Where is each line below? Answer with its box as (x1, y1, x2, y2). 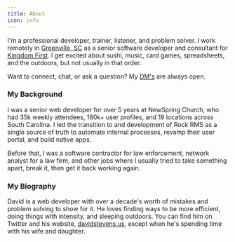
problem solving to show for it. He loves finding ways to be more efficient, (7, 205, 221, 213)
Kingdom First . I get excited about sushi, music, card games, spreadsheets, (7, 51, 225, 60)
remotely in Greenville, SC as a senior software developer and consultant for (7, 43, 228, 52)
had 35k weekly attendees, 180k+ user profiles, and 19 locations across (7, 113, 214, 121)
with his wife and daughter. (7, 227, 86, 236)
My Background (7, 89, 63, 99)
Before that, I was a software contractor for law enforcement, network (7, 149, 210, 157)
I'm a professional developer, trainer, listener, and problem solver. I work (7, 36, 216, 44)
